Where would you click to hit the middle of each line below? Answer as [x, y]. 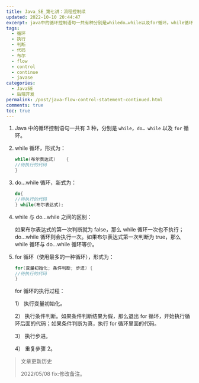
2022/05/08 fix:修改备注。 [53, 374]
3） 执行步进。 [33, 336]
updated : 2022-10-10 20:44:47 [44, 17]
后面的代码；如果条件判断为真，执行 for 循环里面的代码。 [90, 324]
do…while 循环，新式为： [46, 182]
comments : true [25, 105]
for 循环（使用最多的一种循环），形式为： [64, 257]
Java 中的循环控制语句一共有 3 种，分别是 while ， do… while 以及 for [98, 128]
